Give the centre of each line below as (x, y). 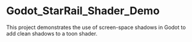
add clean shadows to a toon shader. (52, 33)
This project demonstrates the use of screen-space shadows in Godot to (96, 27)
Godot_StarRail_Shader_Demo (83, 11)
